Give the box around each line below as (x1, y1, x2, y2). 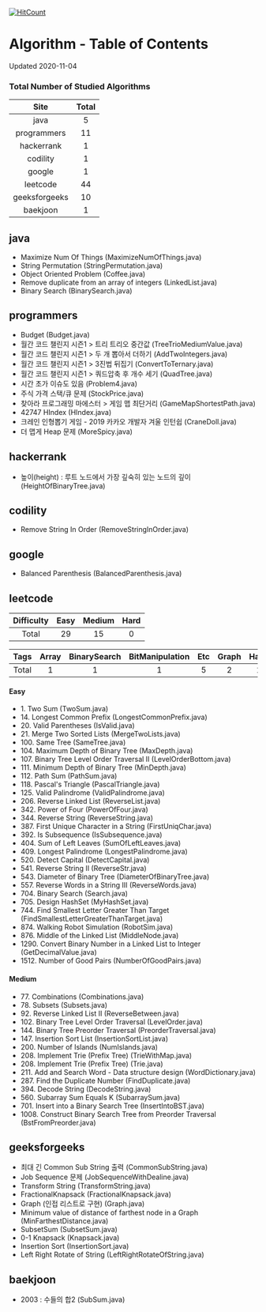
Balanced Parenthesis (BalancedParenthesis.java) (20, 569, 182, 579)
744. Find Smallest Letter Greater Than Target (20, 906, 170, 915)
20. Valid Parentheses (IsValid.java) (20, 721, 135, 730)
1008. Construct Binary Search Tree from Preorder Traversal (20, 1109, 216, 1118)
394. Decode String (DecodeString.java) (20, 1084, 152, 1094)
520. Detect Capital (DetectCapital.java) (20, 855, 150, 865)
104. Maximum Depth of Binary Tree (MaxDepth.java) (20, 746, 193, 756)
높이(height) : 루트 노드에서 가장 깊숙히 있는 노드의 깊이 (20, 472, 192, 481)
